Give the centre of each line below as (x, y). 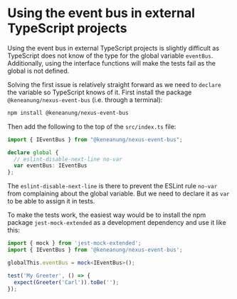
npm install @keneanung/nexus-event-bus (68, 113)
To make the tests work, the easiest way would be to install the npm (107, 215)
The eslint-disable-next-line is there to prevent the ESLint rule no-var (112, 186)
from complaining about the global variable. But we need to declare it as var (118, 193)
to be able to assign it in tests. (51, 201)
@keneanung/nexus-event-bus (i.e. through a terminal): (85, 100)
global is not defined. (38, 71)
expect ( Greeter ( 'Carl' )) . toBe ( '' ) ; (67, 282)
